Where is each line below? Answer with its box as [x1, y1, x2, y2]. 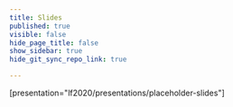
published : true [9, 22, 70, 31]
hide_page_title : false [9, 38, 99, 48]
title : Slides [9, 13, 63, 22]
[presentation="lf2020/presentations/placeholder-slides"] [9, 87, 226, 98]
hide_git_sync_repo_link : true [9, 55, 127, 64]
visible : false [9, 30, 67, 39]
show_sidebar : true [9, 47, 83, 56]
